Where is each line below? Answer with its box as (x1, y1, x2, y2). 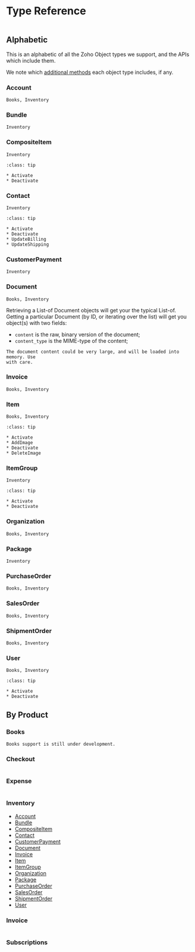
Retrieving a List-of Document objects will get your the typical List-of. (6, 306, 177, 314)
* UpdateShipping (6, 241, 49, 247)
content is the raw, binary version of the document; (14, 331, 141, 338)
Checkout (6, 755, 35, 763)
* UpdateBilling (6, 236, 46, 242)
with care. (6, 359, 33, 365)
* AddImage (6, 440, 33, 446)
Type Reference (6, 4, 86, 18)
